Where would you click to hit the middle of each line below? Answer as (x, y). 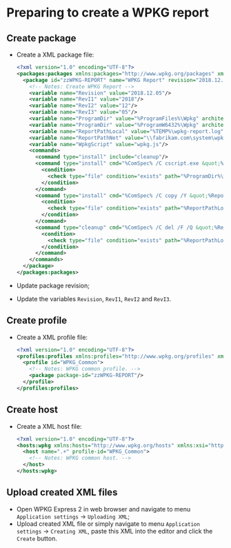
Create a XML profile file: (52, 337)
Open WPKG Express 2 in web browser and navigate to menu (103, 509)
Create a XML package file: (55, 54)
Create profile (37, 321)
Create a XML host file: (49, 426)
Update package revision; (53, 285)
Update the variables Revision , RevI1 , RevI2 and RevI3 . (94, 298)
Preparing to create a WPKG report (108, 13)
